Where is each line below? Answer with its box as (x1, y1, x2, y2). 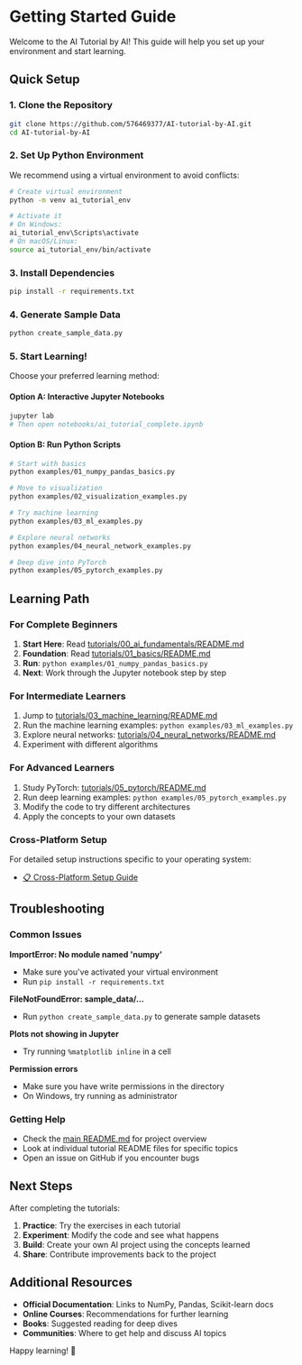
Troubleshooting (9, 902, 105, 917)
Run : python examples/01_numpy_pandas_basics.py (22, 658, 208, 669)
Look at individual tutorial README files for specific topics (22, 1142, 239, 1153)
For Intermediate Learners (9, 690, 126, 702)
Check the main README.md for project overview (22, 1133, 207, 1144)
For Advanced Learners (9, 762, 115, 774)
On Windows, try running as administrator (22, 1090, 178, 1101)
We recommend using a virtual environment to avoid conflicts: (9, 169, 240, 180)
